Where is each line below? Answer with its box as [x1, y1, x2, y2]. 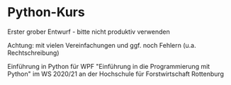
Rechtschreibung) [7, 48, 60, 57]
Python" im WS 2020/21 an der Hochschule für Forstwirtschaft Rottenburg [7, 70, 225, 78]
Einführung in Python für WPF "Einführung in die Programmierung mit [7, 62, 210, 70]
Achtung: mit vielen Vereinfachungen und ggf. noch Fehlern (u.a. [7, 41, 196, 49]
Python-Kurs [7, 4, 85, 20]
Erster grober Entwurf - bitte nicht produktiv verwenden [7, 27, 170, 36]
